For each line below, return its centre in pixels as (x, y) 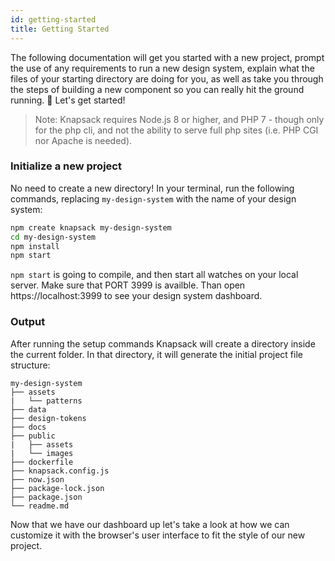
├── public (33, 436)
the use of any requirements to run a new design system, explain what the (162, 68)
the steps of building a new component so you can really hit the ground (157, 89)
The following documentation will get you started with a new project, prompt (167, 57)
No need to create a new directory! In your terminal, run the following (152, 188)
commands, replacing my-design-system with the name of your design (153, 198)
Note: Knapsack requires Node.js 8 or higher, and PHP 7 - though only (179, 119)
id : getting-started (53, 19)
